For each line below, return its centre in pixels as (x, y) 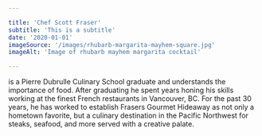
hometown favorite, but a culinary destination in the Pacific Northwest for (129, 115)
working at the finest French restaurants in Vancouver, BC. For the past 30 (130, 99)
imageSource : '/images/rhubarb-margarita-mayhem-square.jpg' (112, 45)
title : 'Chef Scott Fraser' (55, 22)
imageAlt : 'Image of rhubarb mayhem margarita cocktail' (105, 52)
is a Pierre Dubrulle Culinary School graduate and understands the (117, 82)
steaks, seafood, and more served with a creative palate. (102, 124)
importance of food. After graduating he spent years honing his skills (121, 90)
